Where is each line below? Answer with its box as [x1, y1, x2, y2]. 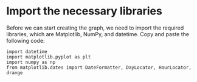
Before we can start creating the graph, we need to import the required [6, 24, 184, 31]
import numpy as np [6, 59, 56, 65]
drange [6, 69, 23, 76]
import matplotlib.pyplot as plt [6, 54, 91, 60]
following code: [6, 37, 45, 44]
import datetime [6, 48, 47, 55]
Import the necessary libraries [6, 4, 162, 18]
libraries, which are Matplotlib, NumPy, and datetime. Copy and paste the [6, 30, 190, 37]
